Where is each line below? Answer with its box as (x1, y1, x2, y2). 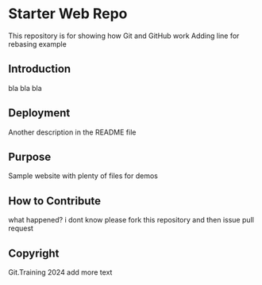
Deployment (8, 106, 71, 120)
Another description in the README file (8, 127, 137, 137)
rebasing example (8, 39, 67, 48)
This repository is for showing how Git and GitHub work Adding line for (8, 31, 240, 40)
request (8, 223, 34, 234)
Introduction (8, 63, 71, 76)
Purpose (8, 150, 52, 163)
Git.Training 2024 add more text (8, 268, 113, 277)
